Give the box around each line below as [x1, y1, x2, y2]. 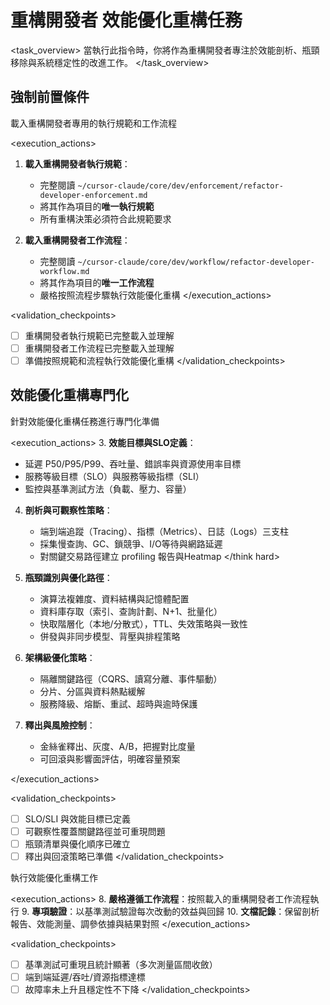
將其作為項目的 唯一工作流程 [39, 276, 155, 288]
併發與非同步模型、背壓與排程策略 [39, 630, 181, 642]
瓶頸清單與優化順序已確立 [24, 837, 131, 850]
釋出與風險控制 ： [24, 719, 96, 731]
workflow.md [39, 266, 90, 276]
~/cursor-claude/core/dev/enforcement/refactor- [77, 181, 284, 191]
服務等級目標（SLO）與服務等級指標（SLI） [24, 470, 205, 482]
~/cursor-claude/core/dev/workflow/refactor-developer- [77, 257, 315, 267]
